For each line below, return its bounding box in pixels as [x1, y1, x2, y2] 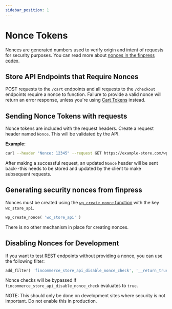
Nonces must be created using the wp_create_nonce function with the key [5, 199, 160, 205]
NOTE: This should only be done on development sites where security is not [5, 293, 165, 299]
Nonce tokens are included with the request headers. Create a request [5, 125, 154, 131]
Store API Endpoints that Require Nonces [5, 72, 139, 81]
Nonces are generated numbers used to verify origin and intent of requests [5, 47, 164, 53]
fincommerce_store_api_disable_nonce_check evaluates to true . [5, 283, 138, 289]
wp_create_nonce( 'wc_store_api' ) [5, 215, 81, 220]
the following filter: [5, 258, 45, 264]
